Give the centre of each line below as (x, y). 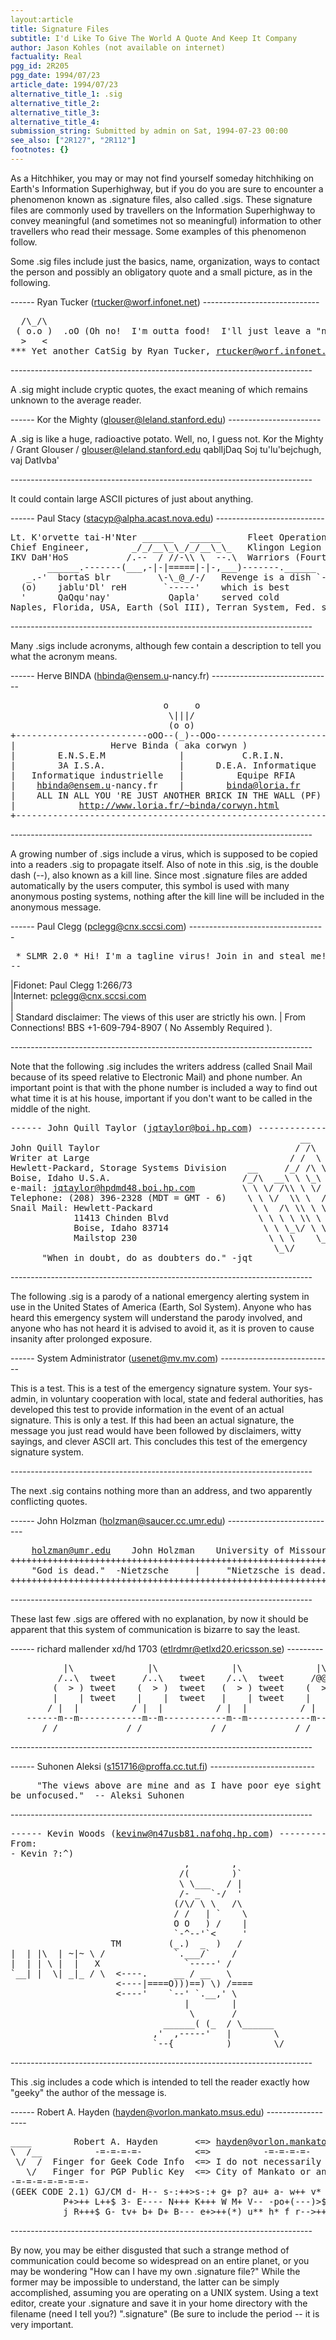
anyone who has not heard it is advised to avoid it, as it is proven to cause (162, 1328)
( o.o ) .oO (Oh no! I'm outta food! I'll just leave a (163, 330)
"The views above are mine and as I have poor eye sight (179, 1785)
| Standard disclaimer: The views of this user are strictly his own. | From (158, 1017)
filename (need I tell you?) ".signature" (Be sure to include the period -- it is (165, 2313)
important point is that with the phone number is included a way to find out (164, 1087)
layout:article (42, 19)
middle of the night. (50, 1108)
